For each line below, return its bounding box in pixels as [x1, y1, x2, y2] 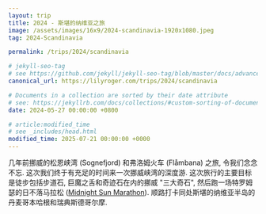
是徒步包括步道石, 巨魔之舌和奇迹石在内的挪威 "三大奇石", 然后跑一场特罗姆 [8, 178, 253, 187]
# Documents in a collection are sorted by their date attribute [8, 91, 228, 99]
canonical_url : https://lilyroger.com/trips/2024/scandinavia [8, 77, 218, 85]
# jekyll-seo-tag [8, 63, 66, 71]
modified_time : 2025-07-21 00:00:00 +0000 [8, 136, 150, 143]
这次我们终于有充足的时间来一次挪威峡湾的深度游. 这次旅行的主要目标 [25, 168, 252, 177]
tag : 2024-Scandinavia [8, 33, 83, 42]
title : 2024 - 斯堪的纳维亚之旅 [8, 19, 105, 27]
